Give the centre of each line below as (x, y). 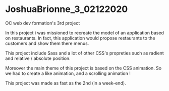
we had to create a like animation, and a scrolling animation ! (68, 73)
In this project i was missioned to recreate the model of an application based (84, 32)
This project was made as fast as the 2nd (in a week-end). (66, 83)
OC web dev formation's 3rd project (43, 23)
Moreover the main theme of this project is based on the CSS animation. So (83, 68)
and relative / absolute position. (38, 58)
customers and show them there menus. (47, 43)
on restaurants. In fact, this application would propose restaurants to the (80, 38)
